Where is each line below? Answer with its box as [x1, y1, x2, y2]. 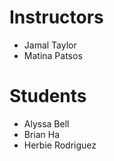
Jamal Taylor [23, 39, 77, 51]
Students [9, 85, 87, 108]
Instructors [9, 6, 104, 29]
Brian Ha [23, 128, 61, 140]
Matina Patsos [23, 49, 83, 61]
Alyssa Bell [23, 117, 70, 130]
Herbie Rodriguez [23, 139, 97, 151]
